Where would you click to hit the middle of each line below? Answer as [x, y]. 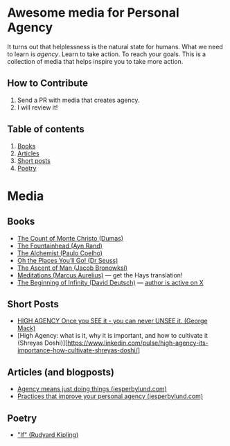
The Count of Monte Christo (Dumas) [70, 238]
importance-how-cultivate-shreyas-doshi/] [79, 350]
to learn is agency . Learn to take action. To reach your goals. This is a [107, 54]
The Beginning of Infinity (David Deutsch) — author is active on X [110, 282]
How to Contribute [48, 84]
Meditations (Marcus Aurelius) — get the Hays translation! [100, 275]
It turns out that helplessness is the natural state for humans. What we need [115, 46]
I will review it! [37, 107]
